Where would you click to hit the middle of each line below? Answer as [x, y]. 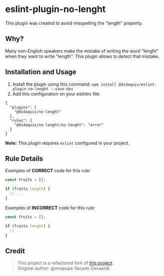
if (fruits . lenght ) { [28, 226]
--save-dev [62, 89]
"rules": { [21, 120]
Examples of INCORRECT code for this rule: [50, 208]
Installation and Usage [41, 72]
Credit [15, 251]
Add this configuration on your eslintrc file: [56, 94]
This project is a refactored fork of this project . [65, 263]
